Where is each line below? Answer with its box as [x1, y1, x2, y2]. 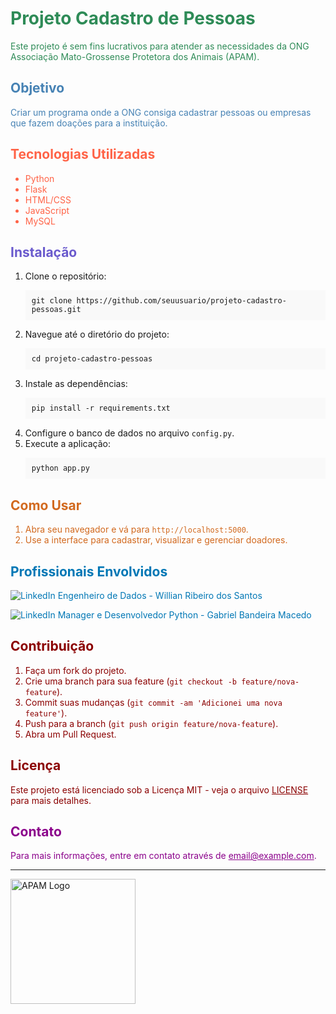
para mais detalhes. [10, 794, 92, 806]
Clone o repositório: [24, 270, 107, 282]
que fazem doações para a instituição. [10, 117, 168, 129]
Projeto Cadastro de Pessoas [10, 7, 256, 30]
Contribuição [10, 638, 95, 655]
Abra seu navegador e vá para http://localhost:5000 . [24, 523, 249, 536]
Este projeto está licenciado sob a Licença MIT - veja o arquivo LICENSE [10, 783, 309, 796]
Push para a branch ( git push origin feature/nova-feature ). [24, 717, 279, 729]
